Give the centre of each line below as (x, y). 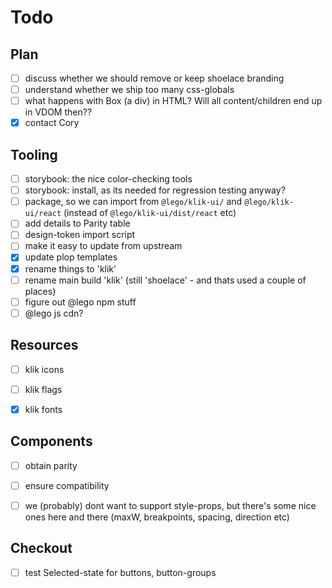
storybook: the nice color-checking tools (108, 179)
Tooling (34, 154)
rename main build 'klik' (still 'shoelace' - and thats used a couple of (165, 280)
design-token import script (80, 235)
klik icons (44, 369)
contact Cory (52, 123)
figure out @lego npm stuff (80, 302)
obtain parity (51, 465)
